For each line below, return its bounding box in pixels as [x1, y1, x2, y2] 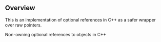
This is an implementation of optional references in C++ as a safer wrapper [5, 17, 156, 22]
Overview [5, 4, 36, 12]
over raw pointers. [5, 22, 42, 28]
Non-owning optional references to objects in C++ [5, 31, 106, 37]
